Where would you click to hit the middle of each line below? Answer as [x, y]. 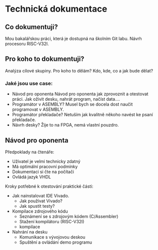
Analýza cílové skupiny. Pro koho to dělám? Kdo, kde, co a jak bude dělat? [79, 71]
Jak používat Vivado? [41, 201]
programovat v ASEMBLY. [38, 109]
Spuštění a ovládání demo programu [56, 242]
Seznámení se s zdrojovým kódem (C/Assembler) [69, 216]
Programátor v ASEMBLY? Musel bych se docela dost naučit [72, 104]
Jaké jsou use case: [29, 83]
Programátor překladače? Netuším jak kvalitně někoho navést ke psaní [82, 115]
